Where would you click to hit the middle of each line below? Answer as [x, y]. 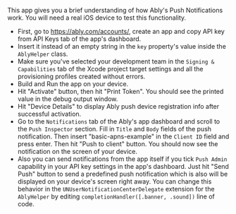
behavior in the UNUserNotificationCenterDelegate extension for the [116, 189]
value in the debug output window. [68, 99]
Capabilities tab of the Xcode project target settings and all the [110, 69]
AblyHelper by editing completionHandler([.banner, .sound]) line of [116, 196]
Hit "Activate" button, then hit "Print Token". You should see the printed [120, 91]
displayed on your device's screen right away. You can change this [114, 182]
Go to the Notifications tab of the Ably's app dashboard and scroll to [119, 121]
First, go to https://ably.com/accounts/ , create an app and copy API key [121, 31]
